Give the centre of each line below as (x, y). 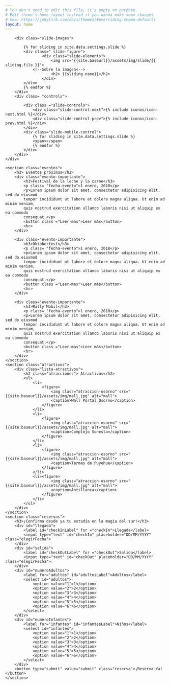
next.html (16, 115)
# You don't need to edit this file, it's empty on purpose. (72, 10)
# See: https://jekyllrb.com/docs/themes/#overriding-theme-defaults (81, 19)
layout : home (19, 24)
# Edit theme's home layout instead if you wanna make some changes (79, 15)
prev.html (16, 123)
